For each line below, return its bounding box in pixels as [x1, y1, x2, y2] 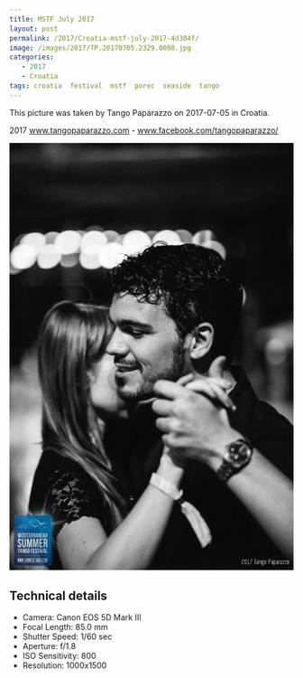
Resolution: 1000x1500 [22, 660, 107, 671]
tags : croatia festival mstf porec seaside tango [9, 81, 220, 90]
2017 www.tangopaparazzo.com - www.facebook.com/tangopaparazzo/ [9, 125, 279, 136]
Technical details [9, 588, 108, 603]
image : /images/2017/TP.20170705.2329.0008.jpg [9, 43, 192, 52]
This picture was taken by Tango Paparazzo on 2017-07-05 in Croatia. [9, 107, 271, 118]
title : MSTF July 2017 [9, 14, 95, 24]
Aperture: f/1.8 [22, 641, 77, 652]
